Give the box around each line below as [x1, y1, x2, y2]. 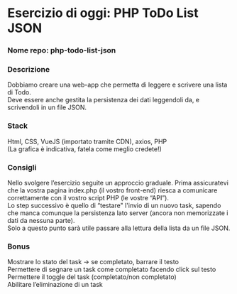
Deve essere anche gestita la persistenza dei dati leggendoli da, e [7, 96, 200, 104]
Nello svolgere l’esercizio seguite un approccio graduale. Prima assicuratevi [7, 179, 229, 187]
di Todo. [7, 88, 32, 97]
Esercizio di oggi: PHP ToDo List [7, 5, 199, 21]
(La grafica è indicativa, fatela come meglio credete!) [7, 144, 162, 153]
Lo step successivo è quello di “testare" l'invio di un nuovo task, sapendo [7, 201, 221, 209]
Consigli [7, 162, 37, 172]
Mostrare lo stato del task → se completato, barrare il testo [7, 258, 180, 266]
